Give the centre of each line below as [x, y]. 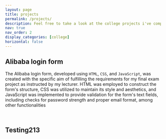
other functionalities [25, 105]
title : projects [22, 14]
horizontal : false [24, 42]
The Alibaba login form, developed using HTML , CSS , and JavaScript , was [78, 73]
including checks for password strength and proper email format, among [79, 100]
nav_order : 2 [19, 33]
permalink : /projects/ [28, 19]
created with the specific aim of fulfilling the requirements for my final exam [82, 79]
